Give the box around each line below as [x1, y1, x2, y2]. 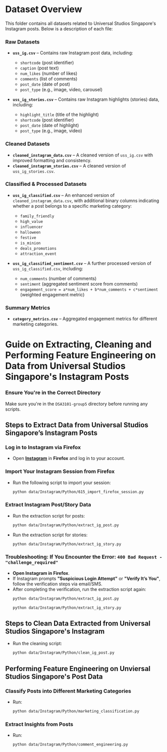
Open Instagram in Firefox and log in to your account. [12, 455, 125, 461]
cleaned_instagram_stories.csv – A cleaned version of [12, 163, 126, 169]
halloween [20, 229, 41, 235]
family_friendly [20, 214, 54, 219]
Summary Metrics [5, 304, 50, 311]
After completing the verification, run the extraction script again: [12, 586, 146, 592]
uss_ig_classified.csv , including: [12, 265, 83, 271]
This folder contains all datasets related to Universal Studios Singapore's [5, 20, 156, 26]
